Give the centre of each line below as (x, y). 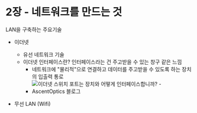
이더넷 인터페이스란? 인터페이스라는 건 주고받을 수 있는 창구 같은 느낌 (102, 62)
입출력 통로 (51, 77)
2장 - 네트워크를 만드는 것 (64, 12)
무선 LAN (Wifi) (32, 104)
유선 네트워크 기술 (43, 54)
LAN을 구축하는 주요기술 (34, 29)
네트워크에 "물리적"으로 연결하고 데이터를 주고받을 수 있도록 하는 (106, 69)
